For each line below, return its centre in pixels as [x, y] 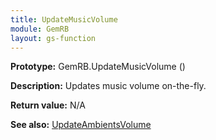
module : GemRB [40, 29]
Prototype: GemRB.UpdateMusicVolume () [98, 67]
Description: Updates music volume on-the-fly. [108, 86]
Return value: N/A [48, 105]
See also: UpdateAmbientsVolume [81, 125]
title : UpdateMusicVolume [64, 19]
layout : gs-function [53, 38]
